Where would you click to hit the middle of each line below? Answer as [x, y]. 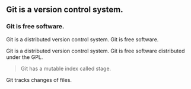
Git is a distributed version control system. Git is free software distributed [95, 51]
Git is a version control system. [65, 10]
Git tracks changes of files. [39, 80]
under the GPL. [25, 57]
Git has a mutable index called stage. [66, 68]
